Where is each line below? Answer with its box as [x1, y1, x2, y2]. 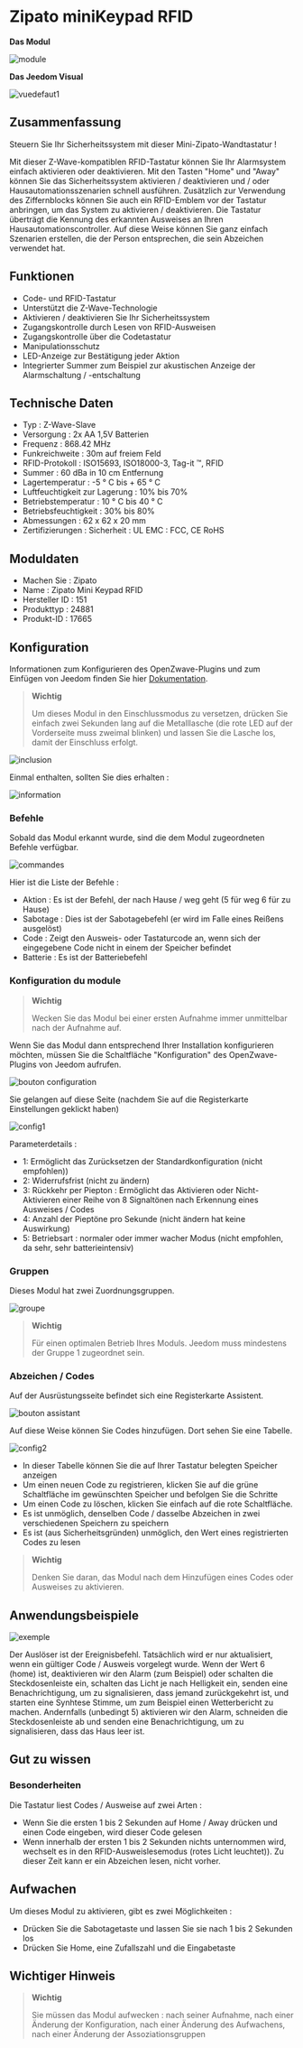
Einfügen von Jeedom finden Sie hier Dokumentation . [9, 673, 208, 683]
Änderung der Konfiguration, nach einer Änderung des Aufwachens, [31, 2019, 286, 2030]
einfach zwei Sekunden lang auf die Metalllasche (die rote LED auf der [31, 718, 293, 728]
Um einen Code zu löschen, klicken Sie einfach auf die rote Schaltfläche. [22, 1498, 293, 1509]
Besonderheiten [9, 1779, 82, 1792]
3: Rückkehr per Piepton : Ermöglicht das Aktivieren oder [22, 1184, 234, 1195]
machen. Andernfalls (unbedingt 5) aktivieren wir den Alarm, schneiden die [9, 1707, 289, 1717]
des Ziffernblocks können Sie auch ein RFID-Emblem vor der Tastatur [9, 194, 267, 205]
